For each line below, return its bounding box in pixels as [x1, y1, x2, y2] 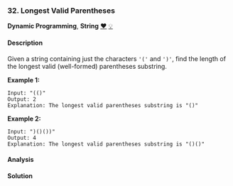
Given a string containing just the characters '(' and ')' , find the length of [7, 54, 226, 62]
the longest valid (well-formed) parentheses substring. [7, 62, 167, 70]
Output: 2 [7, 95, 37, 103]
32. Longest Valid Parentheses [7, 6, 116, 16]
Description [7, 38, 43, 47]
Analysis [7, 155, 34, 164]
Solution [7, 171, 33, 180]
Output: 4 [7, 134, 37, 141]
